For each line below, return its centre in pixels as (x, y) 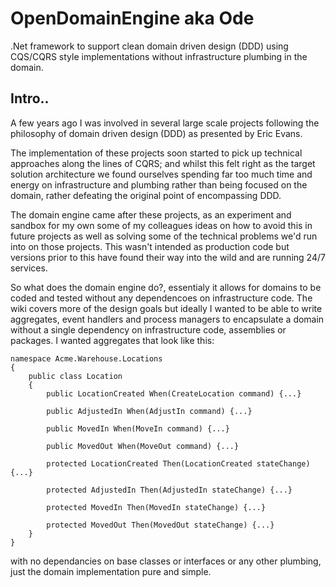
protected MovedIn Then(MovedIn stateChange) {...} (156, 507)
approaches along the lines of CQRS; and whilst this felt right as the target (163, 163)
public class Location (75, 376)
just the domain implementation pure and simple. (111, 571)
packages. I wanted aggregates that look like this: (112, 340)
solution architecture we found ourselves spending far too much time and (161, 174)
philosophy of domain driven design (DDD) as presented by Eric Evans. (156, 133)
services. (29, 268)
